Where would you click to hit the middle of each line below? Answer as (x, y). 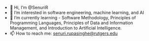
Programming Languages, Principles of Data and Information (71, 23)
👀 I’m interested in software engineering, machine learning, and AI (77, 13)
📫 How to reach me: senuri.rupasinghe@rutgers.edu (64, 33)
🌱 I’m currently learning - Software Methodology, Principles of (73, 18)
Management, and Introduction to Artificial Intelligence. (66, 28)
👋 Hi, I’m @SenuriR (29, 7)
